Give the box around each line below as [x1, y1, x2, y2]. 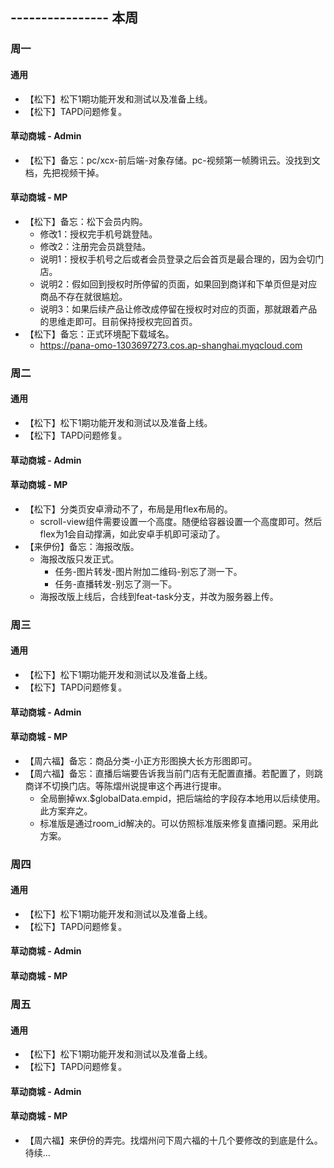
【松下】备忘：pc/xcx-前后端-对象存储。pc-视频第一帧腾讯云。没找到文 [24, 154, 321, 166]
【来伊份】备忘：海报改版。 [24, 540, 140, 552]
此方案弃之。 [39, 804, 93, 817]
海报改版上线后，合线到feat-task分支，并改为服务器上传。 [39, 590, 279, 602]
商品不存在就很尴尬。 [39, 290, 128, 302]
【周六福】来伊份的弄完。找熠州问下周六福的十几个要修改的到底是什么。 [24, 1134, 323, 1146]
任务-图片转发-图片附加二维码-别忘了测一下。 [54, 565, 243, 577]
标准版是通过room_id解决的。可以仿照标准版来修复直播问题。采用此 [39, 817, 319, 829]
